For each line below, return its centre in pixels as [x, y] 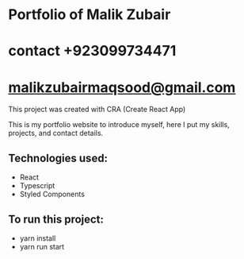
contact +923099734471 [92, 51]
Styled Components [52, 194]
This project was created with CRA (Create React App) [97, 110]
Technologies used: [58, 158]
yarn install [38, 238]
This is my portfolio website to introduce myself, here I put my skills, [119, 125]
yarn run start [42, 246]
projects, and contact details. [56, 133]
